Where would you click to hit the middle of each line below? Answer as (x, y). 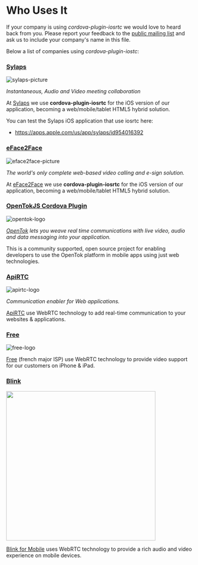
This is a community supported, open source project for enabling (86, 248)
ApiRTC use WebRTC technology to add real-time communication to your (96, 313)
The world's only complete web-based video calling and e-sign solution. (95, 172)
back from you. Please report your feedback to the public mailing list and (96, 33)
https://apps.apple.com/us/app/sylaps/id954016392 (79, 133)
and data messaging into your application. (58, 237)
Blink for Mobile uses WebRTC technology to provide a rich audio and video (99, 549)
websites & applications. (36, 319)
